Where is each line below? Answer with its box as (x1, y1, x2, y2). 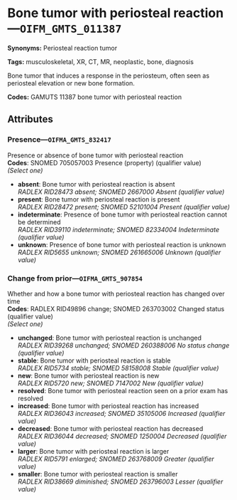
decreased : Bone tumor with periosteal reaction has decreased (17, 424, 204, 432)
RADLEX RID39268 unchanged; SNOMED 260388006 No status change (17, 340, 230, 350)
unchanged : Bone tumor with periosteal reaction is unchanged (17, 333, 202, 342)
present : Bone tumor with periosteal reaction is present (17, 194, 180, 204)
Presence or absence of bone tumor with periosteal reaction (7, 151, 184, 160)
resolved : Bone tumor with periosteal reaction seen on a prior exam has (17, 386, 228, 395)
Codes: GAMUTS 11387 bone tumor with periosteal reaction (7, 93, 182, 101)
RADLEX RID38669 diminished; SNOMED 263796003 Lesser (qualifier (17, 477, 224, 486)
